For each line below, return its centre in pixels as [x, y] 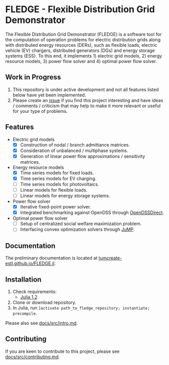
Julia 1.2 [29, 297]
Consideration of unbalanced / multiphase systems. [74, 150]
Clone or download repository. [44, 302]
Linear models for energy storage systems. [65, 196]
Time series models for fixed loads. [57, 173]
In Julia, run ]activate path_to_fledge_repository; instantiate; [81, 308]
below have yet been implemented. [49, 95]
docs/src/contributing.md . [32, 356]
